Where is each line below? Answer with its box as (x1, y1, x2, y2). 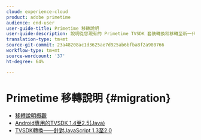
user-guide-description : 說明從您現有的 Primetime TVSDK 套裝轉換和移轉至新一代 (6, 31, 196, 37)
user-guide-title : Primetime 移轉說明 (6, 25, 100, 32)
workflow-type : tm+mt (6, 48, 60, 54)
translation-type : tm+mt (6, 36, 68, 42)
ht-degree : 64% (6, 58, 44, 64)
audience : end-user (6, 20, 55, 26)
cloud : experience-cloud (6, 8, 68, 15)
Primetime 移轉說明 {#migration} (6, 91, 171, 105)
